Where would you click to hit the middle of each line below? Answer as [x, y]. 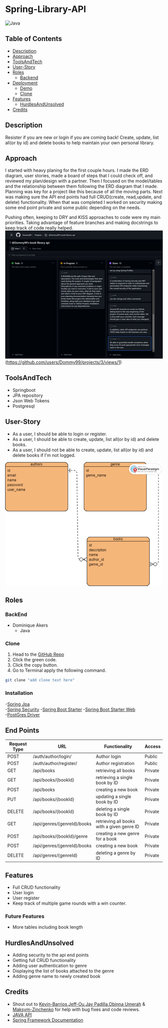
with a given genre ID [117, 826]
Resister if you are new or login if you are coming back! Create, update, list [82, 137]
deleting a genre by [116, 853]
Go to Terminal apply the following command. [59, 670]
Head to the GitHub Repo [38, 654]
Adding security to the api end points [50, 955]
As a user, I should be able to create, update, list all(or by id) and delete [86, 439]
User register [26, 898]
